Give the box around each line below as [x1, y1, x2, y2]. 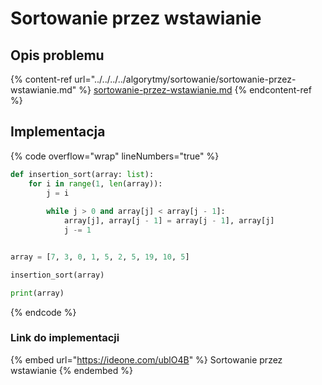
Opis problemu [10, 47, 105, 64]
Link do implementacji [10, 331, 120, 345]
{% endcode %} [10, 306, 77, 318]
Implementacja [10, 123, 106, 141]
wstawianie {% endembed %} [10, 364, 133, 376]
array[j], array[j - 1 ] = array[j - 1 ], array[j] [63, 216, 275, 226]
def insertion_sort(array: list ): [10, 169, 155, 179]
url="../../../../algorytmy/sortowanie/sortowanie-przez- [74, 73, 297, 85]
